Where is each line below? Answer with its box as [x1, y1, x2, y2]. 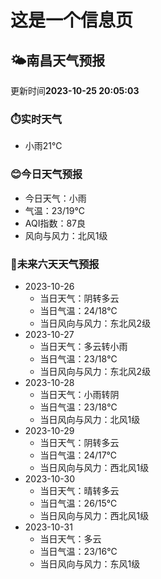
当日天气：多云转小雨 [39, 340, 128, 352]
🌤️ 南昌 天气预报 [10, 52, 106, 69]
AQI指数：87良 [24, 217, 87, 229]
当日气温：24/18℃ [39, 304, 118, 316]
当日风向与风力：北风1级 [39, 413, 141, 425]
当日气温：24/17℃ [39, 449, 118, 461]
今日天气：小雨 [24, 192, 87, 204]
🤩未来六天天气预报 [10, 257, 100, 271]
